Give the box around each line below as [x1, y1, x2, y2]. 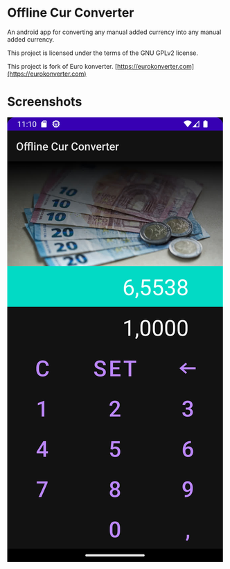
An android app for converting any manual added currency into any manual [7, 28, 222, 36]
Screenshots [7, 94, 82, 110]
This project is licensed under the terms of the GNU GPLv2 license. [7, 49, 199, 57]
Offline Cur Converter [7, 5, 134, 21]
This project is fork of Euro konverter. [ [7, 62, 118, 70]
